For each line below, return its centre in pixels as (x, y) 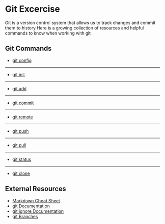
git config (22, 60)
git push (20, 131)
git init (18, 74)
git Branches (25, 216)
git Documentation (31, 206)
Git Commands (28, 48)
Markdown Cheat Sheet (36, 200)
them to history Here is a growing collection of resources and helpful (74, 28)
